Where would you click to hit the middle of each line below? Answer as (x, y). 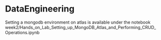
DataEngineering (40, 9)
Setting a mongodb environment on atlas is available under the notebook (78, 22)
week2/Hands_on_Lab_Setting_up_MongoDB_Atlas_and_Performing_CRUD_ (81, 27)
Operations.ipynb (22, 32)
